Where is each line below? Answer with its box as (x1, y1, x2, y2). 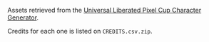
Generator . (7, 13, 39, 22)
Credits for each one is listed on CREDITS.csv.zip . (7, 27, 153, 35)
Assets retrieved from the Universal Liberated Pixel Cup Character (7, 6, 202, 14)
